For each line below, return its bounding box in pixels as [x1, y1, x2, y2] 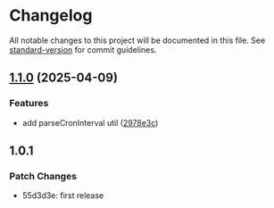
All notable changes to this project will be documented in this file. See [9, 35, 266, 46]
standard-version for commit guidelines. [9, 44, 157, 54]
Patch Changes [9, 170, 78, 182]
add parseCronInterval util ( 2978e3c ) [21, 117, 159, 128]
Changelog [9, 5, 93, 26]
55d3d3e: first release [21, 190, 104, 201]
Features [9, 97, 49, 110]
